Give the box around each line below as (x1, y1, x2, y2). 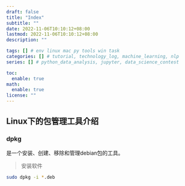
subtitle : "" (6, 20, 39, 26)
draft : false (6, 8, 39, 15)
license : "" (6, 92, 36, 98)
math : (6, 81, 20, 88)
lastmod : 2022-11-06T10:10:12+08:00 (6, 31, 98, 37)
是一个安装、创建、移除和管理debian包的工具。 (6, 149, 124, 156)
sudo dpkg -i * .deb (6, 174, 55, 180)
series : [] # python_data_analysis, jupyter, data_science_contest (6, 59, 180, 65)
